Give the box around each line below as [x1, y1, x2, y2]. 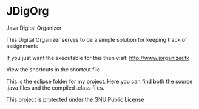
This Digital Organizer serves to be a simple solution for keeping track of [6, 36, 187, 43]
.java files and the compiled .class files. [6, 84, 104, 91]
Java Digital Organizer [6, 24, 62, 31]
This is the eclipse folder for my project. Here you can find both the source [6, 78, 193, 85]
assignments [6, 42, 38, 50]
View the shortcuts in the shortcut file [6, 65, 100, 73]
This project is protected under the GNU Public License [6, 96, 144, 103]
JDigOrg [6, 4, 49, 18]
